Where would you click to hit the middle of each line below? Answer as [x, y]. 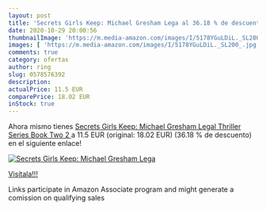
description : [30, 82]
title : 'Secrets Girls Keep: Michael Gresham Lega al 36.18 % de [118, 23]
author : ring [30, 67]
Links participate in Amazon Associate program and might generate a [121, 189]
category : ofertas [38, 60]
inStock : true [32, 104]
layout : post [30, 15]
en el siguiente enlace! [45, 143]
